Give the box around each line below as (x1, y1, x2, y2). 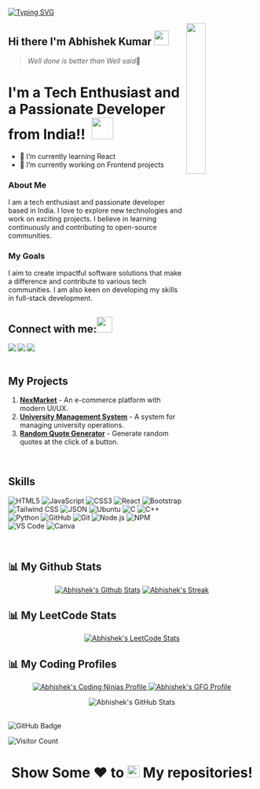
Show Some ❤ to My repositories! (11, 764, 253, 782)
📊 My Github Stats (8, 560, 102, 574)
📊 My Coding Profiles (8, 657, 117, 671)
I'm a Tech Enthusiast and (8, 83, 181, 102)
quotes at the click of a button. (19, 437, 119, 446)
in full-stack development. (8, 294, 93, 303)
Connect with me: (8, 322, 97, 335)
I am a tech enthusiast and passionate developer (8, 198, 165, 207)
